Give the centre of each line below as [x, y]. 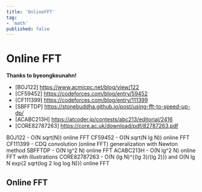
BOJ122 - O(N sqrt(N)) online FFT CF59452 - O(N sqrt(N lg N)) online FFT [98, 137]
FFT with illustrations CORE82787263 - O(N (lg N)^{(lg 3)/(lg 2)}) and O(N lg [101, 157]
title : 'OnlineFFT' [31, 12]
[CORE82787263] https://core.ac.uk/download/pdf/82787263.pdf [96, 126]
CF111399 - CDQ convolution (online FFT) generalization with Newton [92, 144]
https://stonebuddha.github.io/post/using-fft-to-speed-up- [117, 107]
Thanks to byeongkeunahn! [42, 76]
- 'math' [17, 23]
